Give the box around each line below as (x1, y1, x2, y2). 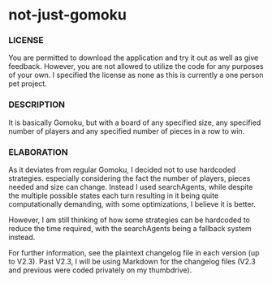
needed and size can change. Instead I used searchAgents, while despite (8, 182, 253, 192)
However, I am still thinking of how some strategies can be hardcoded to (8, 215, 250, 225)
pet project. (8, 79, 47, 88)
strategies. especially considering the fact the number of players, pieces (8, 174, 251, 183)
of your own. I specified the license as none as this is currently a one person (8, 71, 264, 80)
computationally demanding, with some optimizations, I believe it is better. (8, 199, 256, 209)
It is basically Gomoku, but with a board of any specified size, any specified (8, 118, 261, 127)
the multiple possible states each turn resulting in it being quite (8, 191, 219, 200)
